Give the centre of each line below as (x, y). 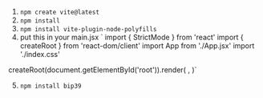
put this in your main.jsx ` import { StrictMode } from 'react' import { (132, 37)
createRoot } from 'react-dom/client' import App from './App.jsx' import (137, 46)
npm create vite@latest (60, 12)
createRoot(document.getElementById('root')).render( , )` (103, 70)
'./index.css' (40, 54)
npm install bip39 (51, 86)
